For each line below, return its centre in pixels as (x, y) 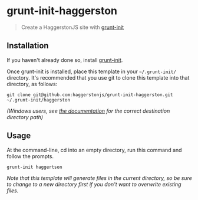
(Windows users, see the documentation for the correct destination (88, 111)
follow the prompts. (30, 156)
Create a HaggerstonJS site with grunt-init (72, 27)
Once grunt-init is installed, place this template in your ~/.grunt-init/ (91, 71)
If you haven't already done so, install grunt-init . (65, 60)
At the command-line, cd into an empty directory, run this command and (94, 150)
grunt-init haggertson (34, 167)
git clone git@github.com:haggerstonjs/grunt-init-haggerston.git (90, 95)
